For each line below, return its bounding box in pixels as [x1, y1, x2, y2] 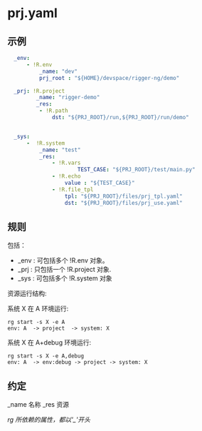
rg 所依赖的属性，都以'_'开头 [7, 415, 91, 424]
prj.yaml [7, 5, 58, 21]
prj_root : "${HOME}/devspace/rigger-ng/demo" [38, 74, 180, 81]
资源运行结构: [7, 289, 48, 298]
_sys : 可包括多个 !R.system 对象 [17, 274, 112, 283]
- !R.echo [52, 173, 81, 180]
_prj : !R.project [14, 87, 65, 94]
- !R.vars [52, 159, 81, 167]
